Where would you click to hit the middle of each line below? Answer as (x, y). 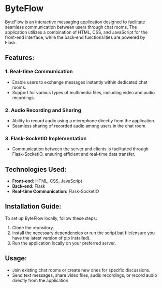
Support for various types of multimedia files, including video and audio (83, 92)
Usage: (16, 258)
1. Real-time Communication (39, 72)
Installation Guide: (33, 207)
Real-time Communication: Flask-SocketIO (55, 192)
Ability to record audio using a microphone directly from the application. (84, 120)
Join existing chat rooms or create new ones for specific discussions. (81, 270)
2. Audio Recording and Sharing (43, 110)
